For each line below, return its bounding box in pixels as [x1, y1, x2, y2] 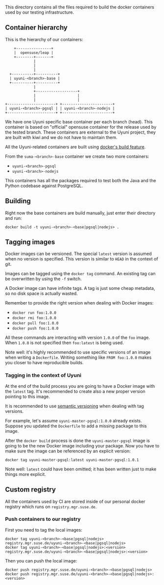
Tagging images [5, 238, 55, 246]
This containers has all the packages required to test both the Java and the [5, 177, 156, 183]
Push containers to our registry [5, 516, 81, 523]
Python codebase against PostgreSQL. [5, 183, 83, 188]
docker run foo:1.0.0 [12, 310, 56, 315]
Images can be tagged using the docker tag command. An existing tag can [5, 271, 156, 277]
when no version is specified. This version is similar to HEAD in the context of [5, 256, 158, 262]
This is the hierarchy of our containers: [5, 36, 83, 42]
